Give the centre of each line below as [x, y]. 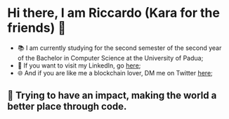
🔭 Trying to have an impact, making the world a [112, 95]
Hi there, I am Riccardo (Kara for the [113, 13]
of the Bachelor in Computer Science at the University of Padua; [110, 58]
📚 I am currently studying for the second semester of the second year [119, 48]
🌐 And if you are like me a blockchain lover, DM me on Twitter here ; [115, 73]
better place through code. [67, 107]
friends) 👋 [37, 28]
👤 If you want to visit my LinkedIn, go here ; [79, 65]
